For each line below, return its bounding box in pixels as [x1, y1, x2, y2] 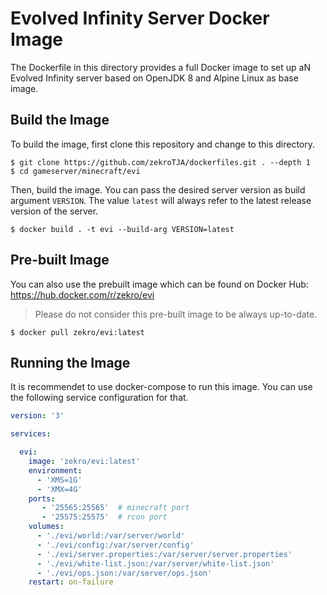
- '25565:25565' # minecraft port [41, 503, 190, 513]
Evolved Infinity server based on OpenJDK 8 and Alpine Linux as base [10, 72, 299, 84]
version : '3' [10, 411, 65, 421]
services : [10, 429, 52, 439]
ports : [28, 493, 56, 504]
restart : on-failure [28, 577, 114, 587]
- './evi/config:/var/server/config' [36, 540, 195, 550]
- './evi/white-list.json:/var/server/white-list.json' [36, 558, 275, 569]
